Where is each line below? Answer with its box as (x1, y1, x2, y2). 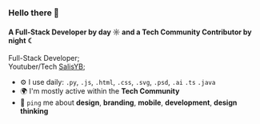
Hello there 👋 (8, 7, 60, 18)
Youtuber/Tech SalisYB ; (8, 62, 86, 71)
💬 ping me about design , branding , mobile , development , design (19, 98, 238, 107)
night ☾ (8, 35, 34, 45)
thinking (19, 106, 49, 116)
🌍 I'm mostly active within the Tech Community (19, 86, 180, 96)
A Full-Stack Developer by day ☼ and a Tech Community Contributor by (8, 27, 252, 37)
